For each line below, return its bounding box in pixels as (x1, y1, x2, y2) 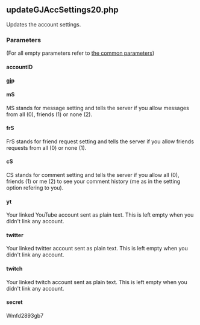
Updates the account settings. (6, 20, 81, 28)
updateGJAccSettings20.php (6, 5, 119, 15)
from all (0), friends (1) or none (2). (6, 111, 92, 118)
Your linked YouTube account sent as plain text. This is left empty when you (6, 211, 194, 218)
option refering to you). (6, 184, 64, 191)
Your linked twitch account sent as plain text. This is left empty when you (6, 278, 188, 285)
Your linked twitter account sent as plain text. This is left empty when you (6, 245, 189, 252)
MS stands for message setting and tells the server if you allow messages (6, 104, 190, 111)
